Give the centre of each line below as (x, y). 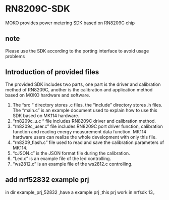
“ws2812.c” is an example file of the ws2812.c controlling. (72, 164)
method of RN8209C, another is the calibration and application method (79, 89)
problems (15, 56)
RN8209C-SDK (38, 9)
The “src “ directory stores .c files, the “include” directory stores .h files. (87, 105)
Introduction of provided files (52, 72)
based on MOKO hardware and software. (48, 95)
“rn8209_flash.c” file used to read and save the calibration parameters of (88, 142)
